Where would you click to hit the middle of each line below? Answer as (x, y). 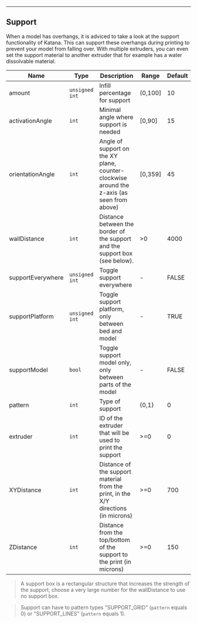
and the (110, 246)
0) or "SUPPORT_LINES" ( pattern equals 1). (73, 614)
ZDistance (23, 547)
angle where (116, 117)
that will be (114, 433)
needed (110, 131)
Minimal (110, 110)
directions (113, 508)
